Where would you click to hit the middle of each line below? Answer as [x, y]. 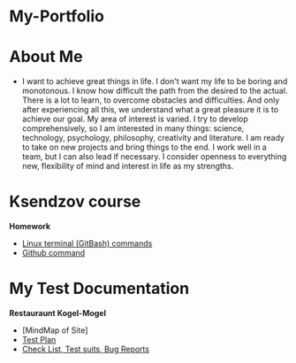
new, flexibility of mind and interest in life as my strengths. [128, 166]
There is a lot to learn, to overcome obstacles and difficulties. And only [151, 100]
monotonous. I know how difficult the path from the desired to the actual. [155, 91]
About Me [46, 57]
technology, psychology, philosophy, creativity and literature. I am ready [153, 138]
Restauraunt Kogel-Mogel [57, 313]
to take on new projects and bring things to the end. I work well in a [144, 147]
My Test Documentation [99, 289]
